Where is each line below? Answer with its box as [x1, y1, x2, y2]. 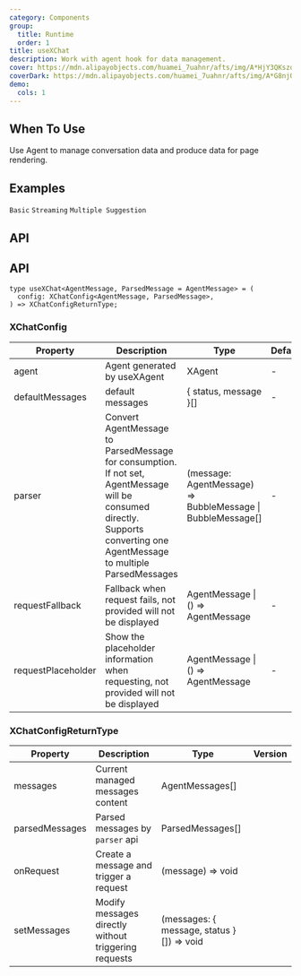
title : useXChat [9, 47, 70, 56]
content [95, 796, 128, 808]
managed [95, 773, 136, 786]
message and [95, 859, 152, 871]
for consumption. [104, 455, 177, 468]
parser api [95, 833, 139, 845]
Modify [95, 895, 125, 908]
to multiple [104, 557, 150, 569]
